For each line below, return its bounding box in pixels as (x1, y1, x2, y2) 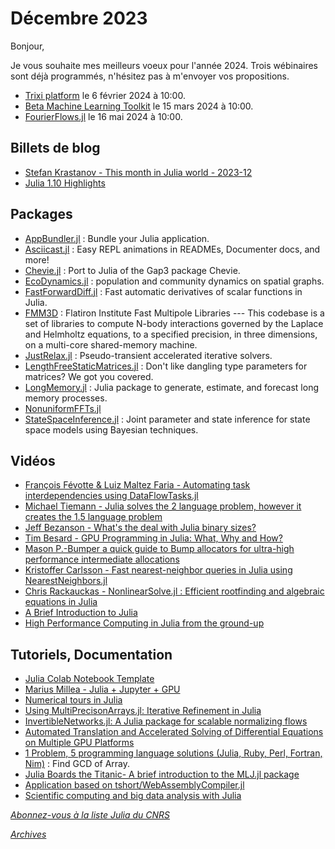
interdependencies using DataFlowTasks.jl (24, 490, 199, 502)
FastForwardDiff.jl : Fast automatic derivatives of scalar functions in (24, 285, 303, 297)
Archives (10, 828, 47, 841)
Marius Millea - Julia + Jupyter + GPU (24, 683, 181, 696)
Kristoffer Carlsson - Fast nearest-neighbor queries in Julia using (24, 564, 293, 576)
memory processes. (24, 392, 108, 404)
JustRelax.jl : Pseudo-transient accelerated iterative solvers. (24, 349, 273, 361)
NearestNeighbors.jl (24, 575, 108, 587)
